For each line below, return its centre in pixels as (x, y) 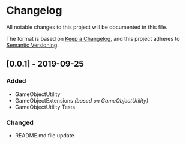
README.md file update (44, 135)
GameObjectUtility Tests (45, 107)
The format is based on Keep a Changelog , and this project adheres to (93, 38)
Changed (20, 122)
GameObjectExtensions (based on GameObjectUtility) (82, 100)
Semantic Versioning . (32, 45)
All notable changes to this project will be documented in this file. (87, 27)
